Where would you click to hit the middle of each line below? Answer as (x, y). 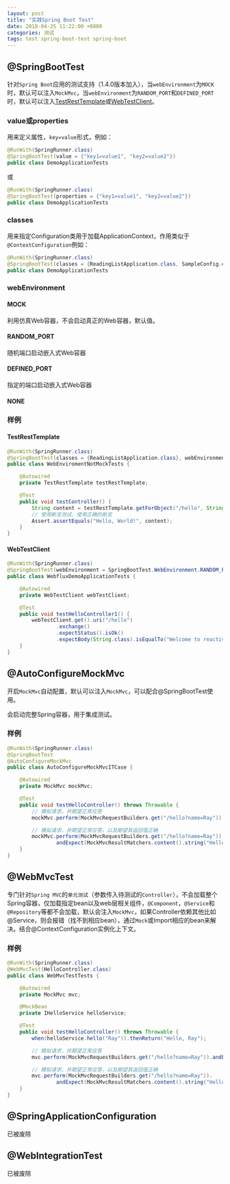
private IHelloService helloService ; (73, 1013)
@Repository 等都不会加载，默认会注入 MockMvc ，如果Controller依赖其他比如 (112, 912)
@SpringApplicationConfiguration (82, 1116)
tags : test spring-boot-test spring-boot (67, 39)
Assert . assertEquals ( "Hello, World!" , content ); (102, 521)
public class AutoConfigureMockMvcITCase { (70, 767)
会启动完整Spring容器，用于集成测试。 (62, 714)
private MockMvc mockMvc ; (56, 787)
